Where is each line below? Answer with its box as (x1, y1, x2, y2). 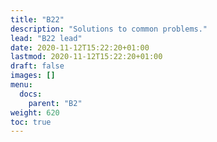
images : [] (10, 71, 56, 81)
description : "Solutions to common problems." (10, 24, 208, 34)
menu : (10, 80, 33, 90)
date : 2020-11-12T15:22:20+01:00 (10, 42, 150, 53)
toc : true (10, 117, 52, 127)
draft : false (10, 61, 65, 71)
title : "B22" (10, 14, 65, 25)
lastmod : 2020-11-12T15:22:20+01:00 (10, 52, 163, 62)
